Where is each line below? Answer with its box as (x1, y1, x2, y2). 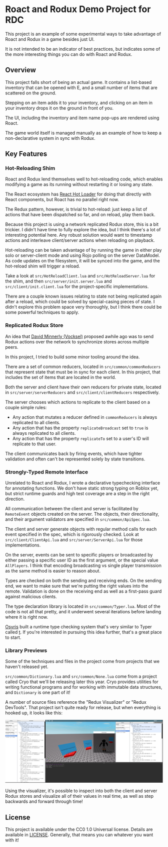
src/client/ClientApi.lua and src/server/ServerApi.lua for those (5, 537, 143, 543)
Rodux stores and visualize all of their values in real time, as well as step (5, 793, 154, 799)
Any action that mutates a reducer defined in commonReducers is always (12, 414, 157, 420)
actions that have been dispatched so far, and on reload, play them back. (5, 212, 155, 218)
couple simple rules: (5, 404, 47, 410)
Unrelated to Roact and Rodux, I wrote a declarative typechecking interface (5, 480, 160, 486)
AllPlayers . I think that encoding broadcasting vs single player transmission (5, 562, 161, 569)
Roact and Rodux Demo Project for (5, 4, 151, 15)
